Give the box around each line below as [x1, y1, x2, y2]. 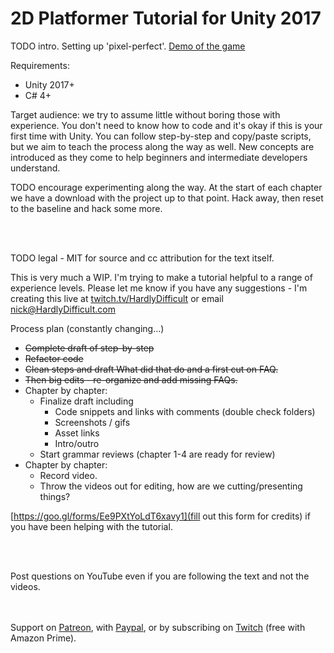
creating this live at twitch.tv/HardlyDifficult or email [10, 292, 224, 304]
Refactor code [24, 352, 84, 364]
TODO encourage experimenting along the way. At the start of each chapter [10, 181, 323, 193]
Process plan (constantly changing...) [10, 322, 165, 334]
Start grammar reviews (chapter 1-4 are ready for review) [39, 448, 276, 460]
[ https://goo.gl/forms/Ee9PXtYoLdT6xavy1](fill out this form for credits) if [10, 510, 311, 522]
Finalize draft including [39, 395, 134, 407]
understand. [10, 162, 61, 174]
